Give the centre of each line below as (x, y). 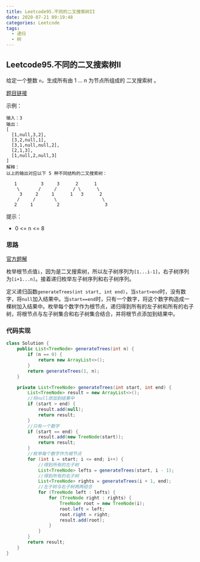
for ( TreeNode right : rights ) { (90, 498)
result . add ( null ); (61, 410)
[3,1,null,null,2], (36, 145)
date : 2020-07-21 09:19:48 (40, 17)
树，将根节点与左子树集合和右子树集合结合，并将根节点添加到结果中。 (92, 314)
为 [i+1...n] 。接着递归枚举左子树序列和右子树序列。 (71, 279)
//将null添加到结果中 (51, 398)
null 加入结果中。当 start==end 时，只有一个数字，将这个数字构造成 (103, 299)
